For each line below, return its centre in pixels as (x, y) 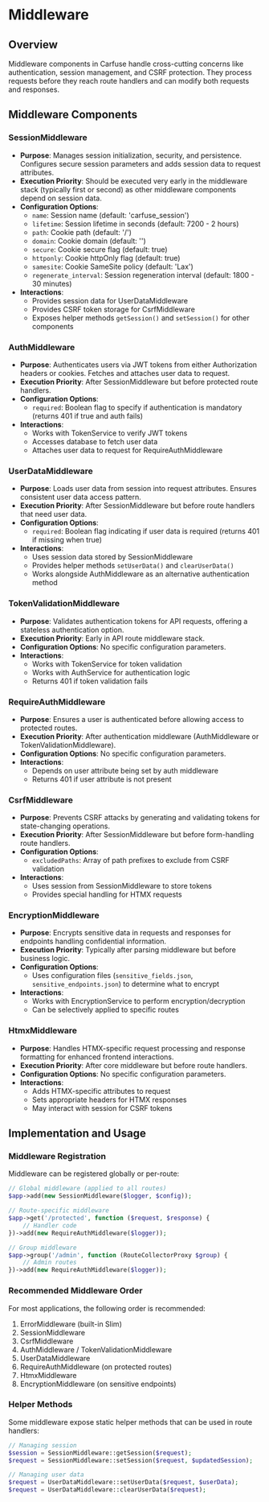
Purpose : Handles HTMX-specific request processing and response (132, 1048)
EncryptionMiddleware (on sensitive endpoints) (98, 1384)
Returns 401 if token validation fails (90, 681)
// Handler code (50, 1225)
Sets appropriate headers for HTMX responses (109, 1100)
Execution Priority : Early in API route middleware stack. (112, 638)
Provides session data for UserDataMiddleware (110, 300)
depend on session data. (61, 198)
